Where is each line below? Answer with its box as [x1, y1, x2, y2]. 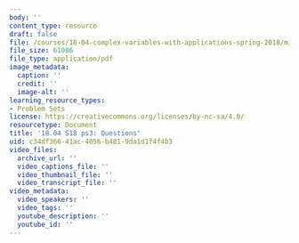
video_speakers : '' [17, 195, 90, 205]
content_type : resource [9, 21, 98, 30]
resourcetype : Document [9, 121, 98, 130]
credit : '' [17, 79, 58, 88]
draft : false [9, 29, 58, 38]
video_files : [9, 145, 58, 154]
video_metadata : [9, 187, 69, 196]
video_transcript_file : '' [17, 179, 117, 188]
